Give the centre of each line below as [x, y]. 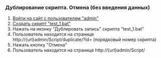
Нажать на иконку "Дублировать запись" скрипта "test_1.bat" [78, 29]
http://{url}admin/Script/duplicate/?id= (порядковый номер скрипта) [84, 39]
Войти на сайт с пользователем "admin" [55, 18]
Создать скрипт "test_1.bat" [42, 23]
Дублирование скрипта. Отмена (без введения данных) [78, 7]
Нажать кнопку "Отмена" [40, 45]
